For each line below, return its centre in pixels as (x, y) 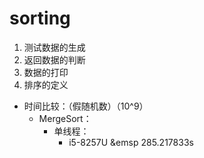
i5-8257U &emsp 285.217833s (131, 142)
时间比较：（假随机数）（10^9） (86, 106)
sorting (40, 18)
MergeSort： (65, 118)
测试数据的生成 (54, 47)
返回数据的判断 (54, 59)
